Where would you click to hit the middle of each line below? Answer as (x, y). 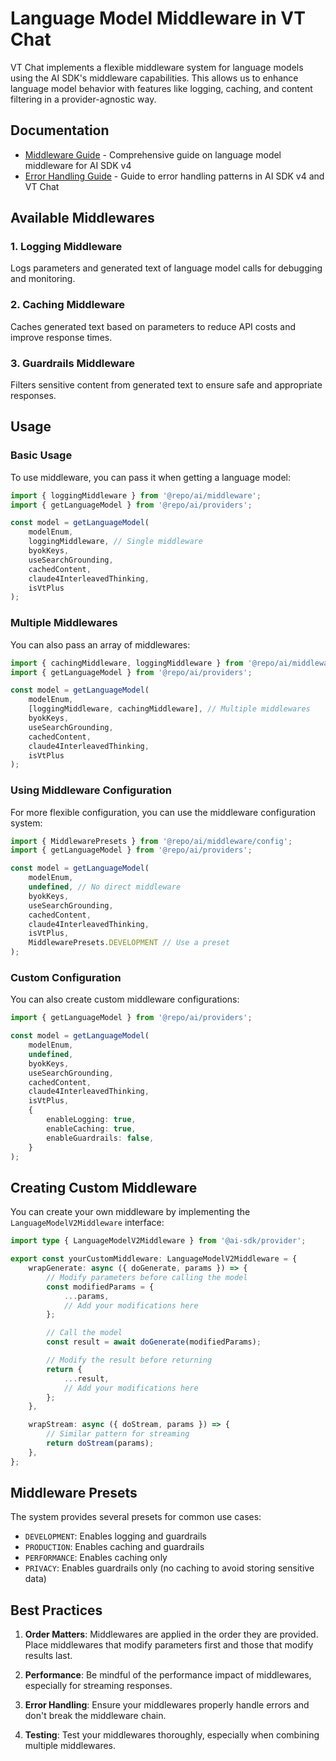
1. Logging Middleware (66, 247)
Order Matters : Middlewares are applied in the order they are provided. (171, 1634)
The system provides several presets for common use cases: (136, 1517)
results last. (48, 1656)
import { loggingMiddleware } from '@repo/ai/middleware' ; (136, 495)
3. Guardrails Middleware (73, 363)
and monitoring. (43, 279)
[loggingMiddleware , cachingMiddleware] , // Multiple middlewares (169, 709)
